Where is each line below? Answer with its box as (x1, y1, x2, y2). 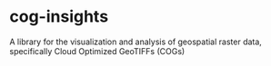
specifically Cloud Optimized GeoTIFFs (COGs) (9, 45, 186, 56)
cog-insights (9, 6, 109, 27)
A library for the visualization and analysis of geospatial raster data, (9, 36, 262, 47)
